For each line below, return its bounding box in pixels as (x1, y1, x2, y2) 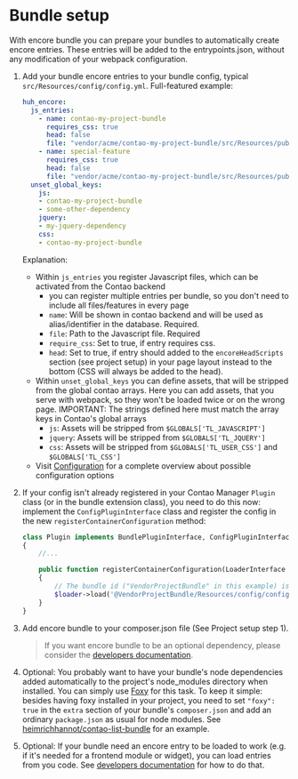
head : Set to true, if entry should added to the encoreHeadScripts (48, 347, 284, 357)
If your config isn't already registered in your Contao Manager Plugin (21, 486, 276, 498)
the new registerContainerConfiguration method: (21, 515, 206, 526)
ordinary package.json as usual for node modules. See (21, 713, 221, 725)
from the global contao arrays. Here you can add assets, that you (35, 384, 274, 396)
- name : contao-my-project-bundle (38, 114, 166, 123)
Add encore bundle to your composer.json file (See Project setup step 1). (21, 622, 289, 633)
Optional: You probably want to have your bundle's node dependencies (21, 666, 283, 677)
